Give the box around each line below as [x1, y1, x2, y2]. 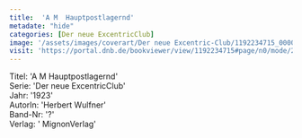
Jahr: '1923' [9, 91, 54, 101]
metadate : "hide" [9, 22, 75, 30]
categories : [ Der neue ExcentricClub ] [9, 30, 155, 39]
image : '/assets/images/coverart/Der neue [9, 38, 171, 47]
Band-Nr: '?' [9, 109, 55, 120]
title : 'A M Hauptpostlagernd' [9, 13, 135, 22]
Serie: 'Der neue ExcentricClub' [9, 81, 126, 91]
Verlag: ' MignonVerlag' [9, 118, 97, 130]
